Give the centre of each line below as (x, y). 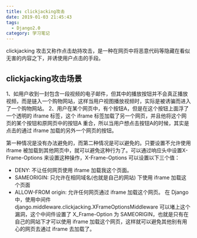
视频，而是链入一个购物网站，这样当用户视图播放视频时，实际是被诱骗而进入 (98, 101)
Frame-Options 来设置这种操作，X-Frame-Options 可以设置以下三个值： (93, 157)
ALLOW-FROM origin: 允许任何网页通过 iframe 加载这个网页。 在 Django (101, 192)
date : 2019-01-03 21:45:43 (39, 17)
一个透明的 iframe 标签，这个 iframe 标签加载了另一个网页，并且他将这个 (94, 116)
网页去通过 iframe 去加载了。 (60, 229)
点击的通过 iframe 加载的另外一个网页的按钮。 (62, 130)
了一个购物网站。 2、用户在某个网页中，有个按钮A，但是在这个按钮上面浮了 (98, 108)
